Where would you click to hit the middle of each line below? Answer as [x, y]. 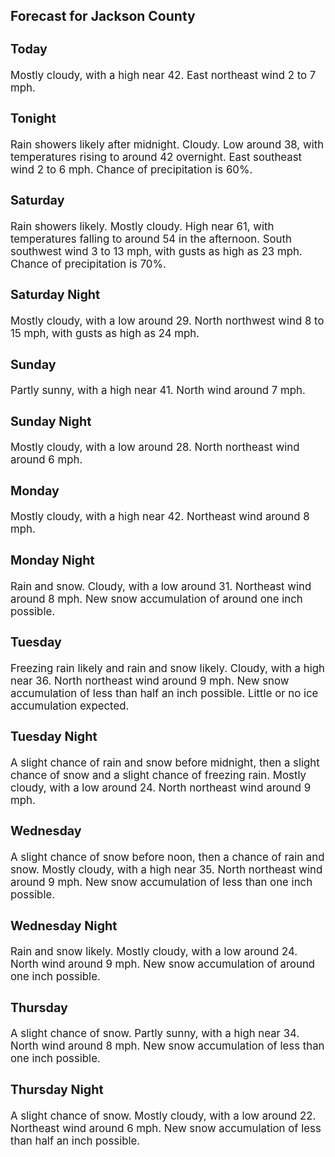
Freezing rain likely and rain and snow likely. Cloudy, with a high [167, 668]
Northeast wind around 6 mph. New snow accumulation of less [166, 1128]
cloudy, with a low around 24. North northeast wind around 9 [161, 787]
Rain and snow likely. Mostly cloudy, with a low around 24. [154, 952]
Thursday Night [57, 1089]
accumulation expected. [70, 706]
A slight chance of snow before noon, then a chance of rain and [167, 857]
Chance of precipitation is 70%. [88, 264]
